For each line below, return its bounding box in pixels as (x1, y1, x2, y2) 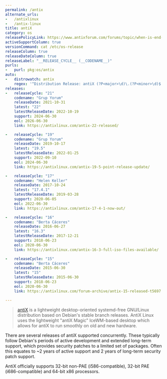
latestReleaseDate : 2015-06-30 (14, 275, 79, 280)
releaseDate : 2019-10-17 (14, 141, 66, 146)
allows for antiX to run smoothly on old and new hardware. (17, 322, 137, 329)
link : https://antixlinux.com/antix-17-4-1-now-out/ (14, 206, 126, 211)
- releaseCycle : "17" (5, 173, 55, 178)
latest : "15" (14, 270, 41, 275)
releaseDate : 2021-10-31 (14, 100, 66, 105)
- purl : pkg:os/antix (5, 68, 55, 73)
